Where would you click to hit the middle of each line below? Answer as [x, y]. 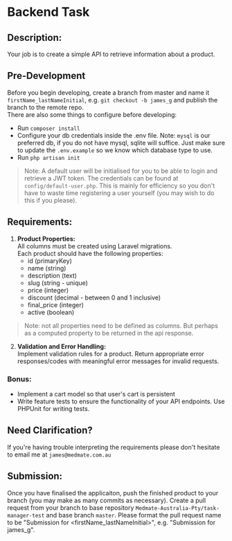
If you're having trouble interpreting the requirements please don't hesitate [114, 447]
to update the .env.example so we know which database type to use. [115, 150]
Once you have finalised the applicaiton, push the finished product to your [113, 493]
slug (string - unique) [58, 283]
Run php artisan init [48, 157]
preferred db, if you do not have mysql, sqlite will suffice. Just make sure [121, 143]
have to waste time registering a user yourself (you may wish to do [119, 193]
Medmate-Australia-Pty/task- [177, 508]
